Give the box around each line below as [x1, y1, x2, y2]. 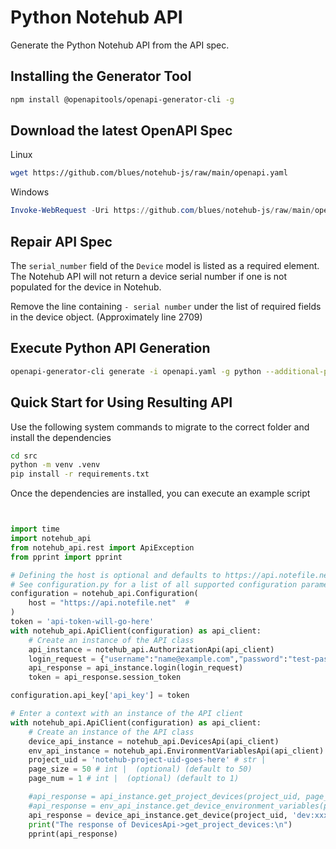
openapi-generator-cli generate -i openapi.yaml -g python [10, 366, 262, 376]
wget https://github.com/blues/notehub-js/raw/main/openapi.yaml [10, 168, 288, 178]
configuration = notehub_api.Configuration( [10, 589, 199, 599]
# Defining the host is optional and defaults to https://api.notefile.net [10, 570, 333, 580]
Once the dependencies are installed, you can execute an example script [10, 487, 311, 500]
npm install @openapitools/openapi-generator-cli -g [10, 94, 235, 105]
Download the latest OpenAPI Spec [10, 122, 233, 140]
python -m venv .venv [10, 460, 101, 470]
